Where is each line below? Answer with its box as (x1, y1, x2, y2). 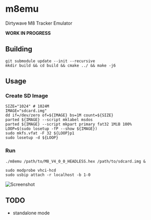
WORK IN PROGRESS (5, 30, 51, 36)
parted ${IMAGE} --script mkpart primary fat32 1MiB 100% (5, 122, 132, 127)
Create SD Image (5, 92, 48, 99)
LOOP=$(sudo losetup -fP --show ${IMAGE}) (5, 126, 98, 131)
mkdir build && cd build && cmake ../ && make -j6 (5, 63, 116, 68)
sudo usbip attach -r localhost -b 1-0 (5, 172, 91, 177)
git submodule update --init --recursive (5, 58, 96, 64)
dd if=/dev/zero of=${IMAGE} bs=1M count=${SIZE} (5, 113, 114, 118)
